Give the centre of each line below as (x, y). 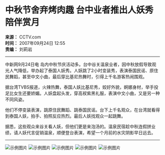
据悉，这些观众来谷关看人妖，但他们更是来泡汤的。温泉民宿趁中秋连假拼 (78, 126)
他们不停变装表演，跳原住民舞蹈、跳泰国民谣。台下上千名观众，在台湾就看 (80, 110)
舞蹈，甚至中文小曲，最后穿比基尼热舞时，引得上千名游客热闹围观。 (78, 76)
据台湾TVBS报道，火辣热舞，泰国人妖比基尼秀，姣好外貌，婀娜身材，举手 (80, 87)
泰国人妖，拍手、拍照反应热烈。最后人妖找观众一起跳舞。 (67, 116)
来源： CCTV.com (23, 37)
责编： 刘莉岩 (19, 49)
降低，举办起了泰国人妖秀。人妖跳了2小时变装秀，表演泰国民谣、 (84, 70)
